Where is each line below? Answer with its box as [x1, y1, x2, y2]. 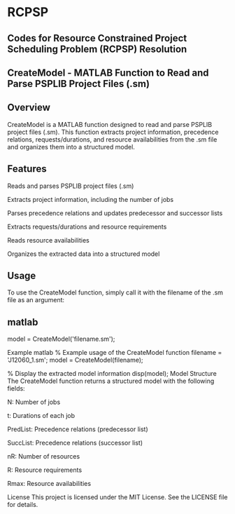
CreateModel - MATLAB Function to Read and [7, 67, 209, 79]
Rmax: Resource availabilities [7, 480, 92, 488]
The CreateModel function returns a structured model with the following [7, 377, 215, 386]
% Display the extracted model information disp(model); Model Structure [7, 370, 217, 378]
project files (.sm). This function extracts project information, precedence [7, 128, 219, 136]
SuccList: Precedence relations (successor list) [7, 439, 143, 447]
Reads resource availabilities [7, 236, 90, 244]
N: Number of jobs [7, 398, 61, 407]
